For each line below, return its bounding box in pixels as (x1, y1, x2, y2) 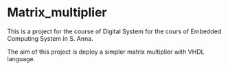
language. (7, 54, 36, 63)
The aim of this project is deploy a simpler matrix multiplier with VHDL (7, 48, 205, 56)
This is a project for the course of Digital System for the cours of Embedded (7, 27, 222, 35)
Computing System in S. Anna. (7, 34, 94, 42)
